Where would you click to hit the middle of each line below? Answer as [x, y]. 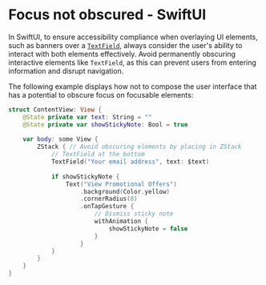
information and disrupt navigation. [66, 70]
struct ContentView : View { [55, 110]
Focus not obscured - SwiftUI [107, 15]
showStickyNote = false [148, 229]
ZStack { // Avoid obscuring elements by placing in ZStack [139, 147]
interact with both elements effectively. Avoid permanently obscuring [122, 54]
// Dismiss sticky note [134, 214]
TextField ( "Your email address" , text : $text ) [130, 162]
